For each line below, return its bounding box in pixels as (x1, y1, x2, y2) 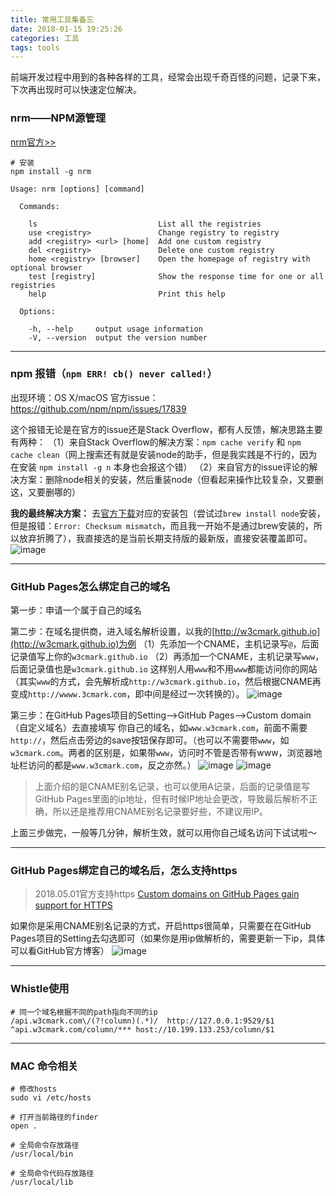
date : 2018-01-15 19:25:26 (10, 24, 123, 34)
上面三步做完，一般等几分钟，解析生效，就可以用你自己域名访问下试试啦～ (10, 827, 317, 839)
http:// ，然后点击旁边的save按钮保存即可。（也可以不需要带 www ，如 (10, 734, 290, 746)
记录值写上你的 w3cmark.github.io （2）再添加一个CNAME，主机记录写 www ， (10, 651, 325, 663)
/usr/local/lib (10, 1177, 74, 1188)
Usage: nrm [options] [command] (10, 184, 145, 194)
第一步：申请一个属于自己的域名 (10, 604, 142, 616)
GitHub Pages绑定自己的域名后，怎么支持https (10, 864, 238, 878)
